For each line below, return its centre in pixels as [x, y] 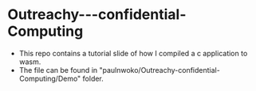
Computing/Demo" [50, 78]
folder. [93, 78]
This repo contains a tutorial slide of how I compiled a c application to [133, 53]
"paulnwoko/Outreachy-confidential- [159, 70]
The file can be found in [58, 70]
